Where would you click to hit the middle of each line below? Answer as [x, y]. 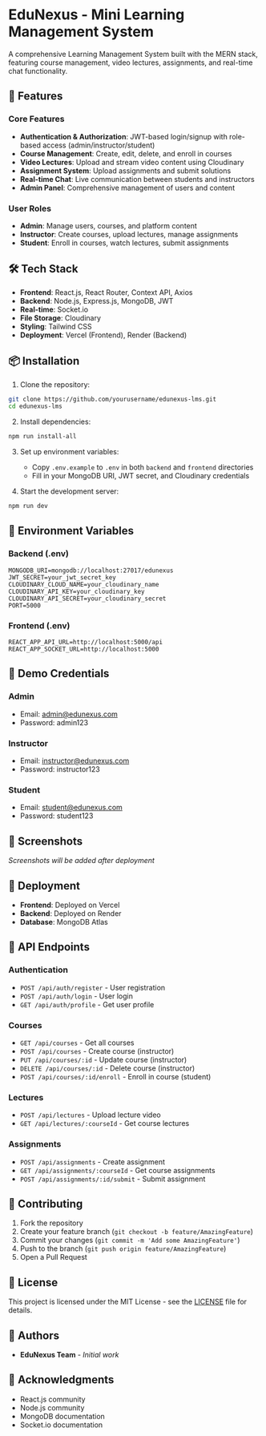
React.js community [52, 1399]
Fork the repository [52, 1223]
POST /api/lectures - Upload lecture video [91, 1115]
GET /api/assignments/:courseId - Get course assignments [117, 1170]
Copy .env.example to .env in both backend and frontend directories [143, 467]
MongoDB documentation [62, 1416]
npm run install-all [43, 437]
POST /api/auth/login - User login [77, 996]
